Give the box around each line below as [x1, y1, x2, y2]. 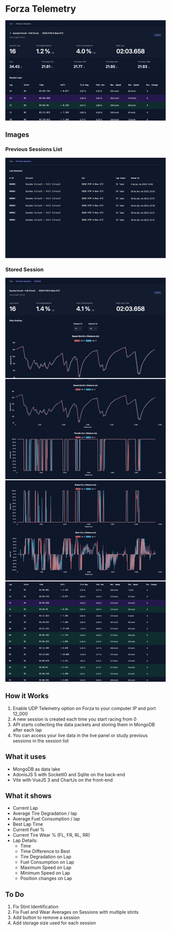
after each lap [12, 727, 42, 733]
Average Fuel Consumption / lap [12, 816, 80, 822]
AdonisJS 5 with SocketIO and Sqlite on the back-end [12, 771, 126, 777]
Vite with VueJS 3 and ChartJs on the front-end [12, 777, 113, 783]
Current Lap [12, 805, 38, 811]
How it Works [5, 692, 49, 700]
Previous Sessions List [5, 146, 63, 153]
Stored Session [5, 266, 44, 273]
